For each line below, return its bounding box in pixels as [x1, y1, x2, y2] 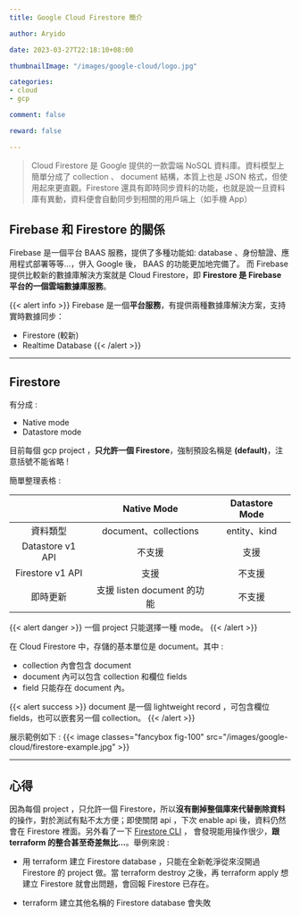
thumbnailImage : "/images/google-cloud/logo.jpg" [9, 62, 198, 71]
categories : [9, 78, 54, 87]
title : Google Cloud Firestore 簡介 [9, 13, 143, 22]
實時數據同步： [9, 311, 64, 322]
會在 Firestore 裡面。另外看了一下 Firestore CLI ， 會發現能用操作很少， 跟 [9, 826, 280, 836]
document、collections [101, 525, 199, 537]
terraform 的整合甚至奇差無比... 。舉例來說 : [9, 837, 170, 848]
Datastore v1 [21, 540, 77, 552]
